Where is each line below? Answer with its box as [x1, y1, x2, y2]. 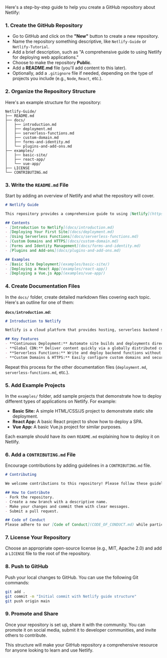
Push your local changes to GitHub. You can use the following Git [5, 574, 139, 580]
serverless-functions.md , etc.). [5, 369, 70, 375]
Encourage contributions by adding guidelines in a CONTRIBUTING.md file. [5, 462, 152, 468]
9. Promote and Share [5, 610, 59, 617]
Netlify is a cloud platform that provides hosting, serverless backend [5, 328, 159, 332]
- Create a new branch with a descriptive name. [5, 499, 108, 504]
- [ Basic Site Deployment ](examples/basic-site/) [5, 261, 110, 267]
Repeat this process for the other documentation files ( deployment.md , [5, 364, 148, 370]
